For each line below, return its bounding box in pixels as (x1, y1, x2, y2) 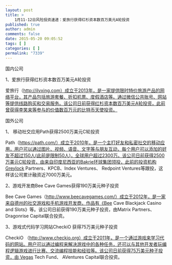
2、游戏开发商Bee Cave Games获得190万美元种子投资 (5, 182, 119, 188)
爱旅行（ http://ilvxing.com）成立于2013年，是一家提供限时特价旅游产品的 (5, 87, 160, 93)
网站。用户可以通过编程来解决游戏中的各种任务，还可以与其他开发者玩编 (14, 241, 167, 247)
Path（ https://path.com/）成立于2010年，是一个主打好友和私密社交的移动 (5, 139, 161, 146)
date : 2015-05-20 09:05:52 (5, 37, 63, 42)
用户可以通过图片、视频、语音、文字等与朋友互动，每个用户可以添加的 (14, 146, 162, 152)
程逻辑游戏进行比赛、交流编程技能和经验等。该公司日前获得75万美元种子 (5, 248, 159, 254)
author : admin (5, 27, 36, 32)
